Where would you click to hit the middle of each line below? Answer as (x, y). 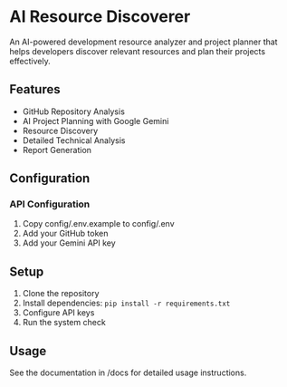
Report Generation (57, 150)
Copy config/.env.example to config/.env (98, 224)
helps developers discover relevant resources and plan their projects (137, 51)
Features (35, 89)
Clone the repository (61, 294)
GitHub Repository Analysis (73, 111)
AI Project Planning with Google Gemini (96, 121)
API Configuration (50, 204)
